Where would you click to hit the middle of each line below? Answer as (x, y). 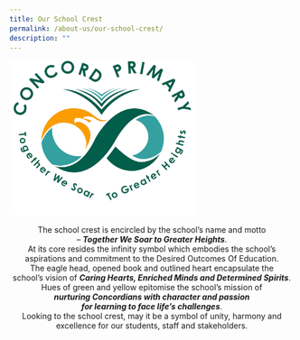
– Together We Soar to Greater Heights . (152, 240)
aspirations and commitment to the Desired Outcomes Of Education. (152, 259)
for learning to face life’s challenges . (152, 307)
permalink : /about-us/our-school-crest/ (87, 28)
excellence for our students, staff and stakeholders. (152, 326)
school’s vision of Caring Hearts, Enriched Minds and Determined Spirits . (152, 278)
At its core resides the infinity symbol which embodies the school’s (152, 249)
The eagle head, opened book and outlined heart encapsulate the (152, 268)
